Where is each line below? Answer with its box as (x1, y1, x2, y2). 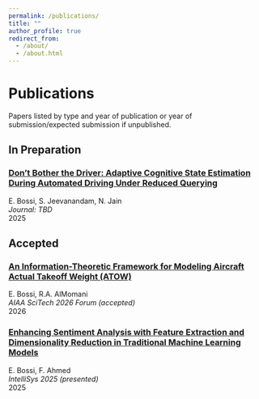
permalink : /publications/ (8, 11, 100, 20)
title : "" (8, 19, 42, 28)
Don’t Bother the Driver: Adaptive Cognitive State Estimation (8, 168, 251, 179)
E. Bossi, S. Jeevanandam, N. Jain (8, 196, 122, 206)
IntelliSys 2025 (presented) (8, 374, 99, 384)
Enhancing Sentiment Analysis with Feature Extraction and (8, 327, 244, 338)
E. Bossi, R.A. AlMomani (8, 289, 88, 299)
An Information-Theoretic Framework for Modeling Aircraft (8, 261, 244, 272)
